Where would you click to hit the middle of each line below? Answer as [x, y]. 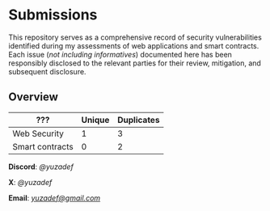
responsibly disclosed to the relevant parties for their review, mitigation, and [135, 63]
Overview [34, 97]
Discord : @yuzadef [41, 167]
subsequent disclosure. [47, 71]
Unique [95, 120]
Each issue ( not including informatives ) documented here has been [120, 54]
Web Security [38, 133]
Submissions [53, 15]
